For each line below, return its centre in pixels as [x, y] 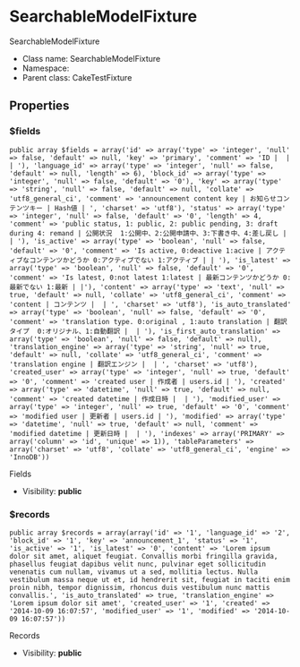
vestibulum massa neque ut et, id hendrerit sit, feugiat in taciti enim [150, 579]
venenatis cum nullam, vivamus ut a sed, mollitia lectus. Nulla [133, 572]
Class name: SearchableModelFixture [91, 58]
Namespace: [46, 68]
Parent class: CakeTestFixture [77, 77]
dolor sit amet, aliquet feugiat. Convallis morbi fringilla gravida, [144, 556]
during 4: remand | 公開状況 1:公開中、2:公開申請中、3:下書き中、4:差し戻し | [148, 233]
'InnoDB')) [30, 457]
